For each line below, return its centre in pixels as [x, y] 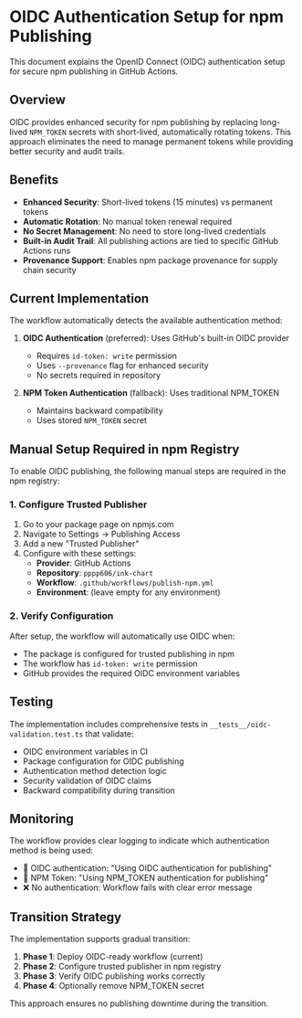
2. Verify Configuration [62, 616]
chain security [49, 270]
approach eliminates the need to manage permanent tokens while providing [151, 141]
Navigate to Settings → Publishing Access [101, 534]
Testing [31, 702]
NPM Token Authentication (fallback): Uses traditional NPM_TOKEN [151, 393]
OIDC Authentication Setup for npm [147, 17]
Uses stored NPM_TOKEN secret [92, 420]
